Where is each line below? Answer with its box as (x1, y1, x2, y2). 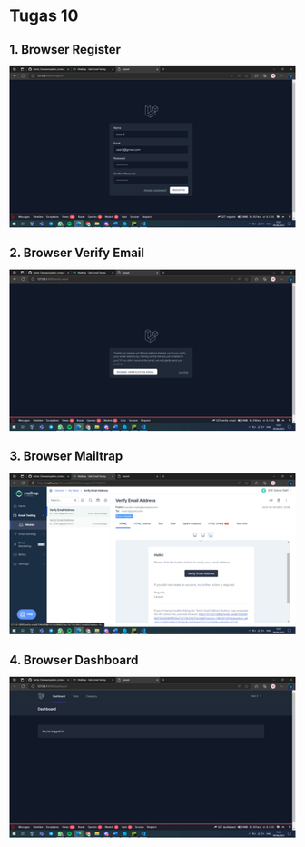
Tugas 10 (9, 5, 79, 26)
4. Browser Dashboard (9, 652, 139, 668)
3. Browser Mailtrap (9, 449, 123, 464)
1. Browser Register (9, 42, 121, 57)
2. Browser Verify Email (9, 244, 145, 260)
